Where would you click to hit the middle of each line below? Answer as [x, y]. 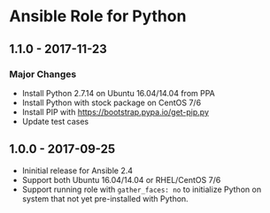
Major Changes [43, 74]
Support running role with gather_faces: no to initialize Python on [142, 189]
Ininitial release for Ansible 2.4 [77, 171]
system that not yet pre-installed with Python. [105, 198]
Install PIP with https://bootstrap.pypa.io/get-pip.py [116, 111]
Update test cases [55, 121]
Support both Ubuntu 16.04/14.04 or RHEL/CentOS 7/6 [121, 179]
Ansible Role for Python [98, 16]
